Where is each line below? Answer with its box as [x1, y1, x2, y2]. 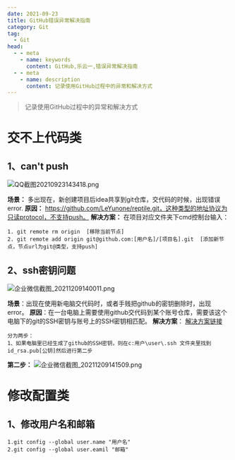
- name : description [20, 75, 80, 83]
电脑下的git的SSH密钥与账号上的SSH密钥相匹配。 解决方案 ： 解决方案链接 [7, 317, 223, 325]
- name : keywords [20, 56, 71, 63]
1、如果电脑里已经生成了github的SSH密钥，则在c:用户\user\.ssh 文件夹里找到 [7, 340, 212, 347]
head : [7, 43, 23, 50]
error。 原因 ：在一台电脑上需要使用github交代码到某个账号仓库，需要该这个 [7, 308, 227, 317]
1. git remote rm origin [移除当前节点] [7, 229, 125, 236]
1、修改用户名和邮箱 [7, 418, 95, 430]
